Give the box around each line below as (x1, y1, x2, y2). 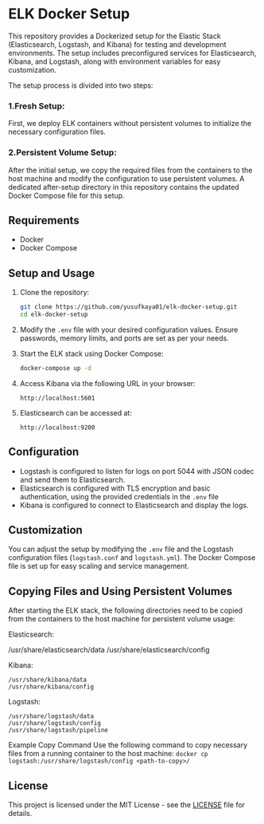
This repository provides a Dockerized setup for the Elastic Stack (8, 31, 221, 41)
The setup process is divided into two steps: (8, 81, 153, 90)
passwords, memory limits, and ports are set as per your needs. (19, 333, 229, 343)
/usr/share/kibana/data (8, 676, 87, 684)
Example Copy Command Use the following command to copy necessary (8, 740, 248, 750)
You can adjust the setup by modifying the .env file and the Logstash (8, 544, 234, 554)
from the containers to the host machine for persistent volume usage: (8, 614, 236, 624)
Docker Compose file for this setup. (8, 191, 125, 200)
